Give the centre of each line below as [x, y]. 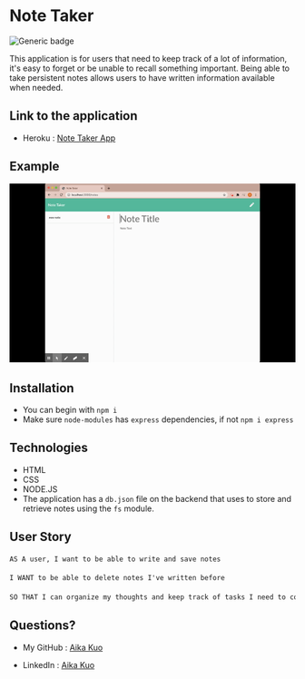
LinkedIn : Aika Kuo [59, 664]
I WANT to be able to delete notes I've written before [117, 578]
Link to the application [74, 116]
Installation [42, 388]
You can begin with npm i [70, 409]
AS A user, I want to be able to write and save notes [115, 559]
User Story [40, 537]
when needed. [36, 87]
